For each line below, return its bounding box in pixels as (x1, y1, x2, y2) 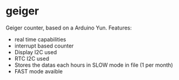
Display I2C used (14, 48, 57, 55)
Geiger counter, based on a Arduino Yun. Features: (5, 24, 132, 31)
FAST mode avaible (14, 67, 63, 75)
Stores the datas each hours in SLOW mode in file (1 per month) (14, 61, 174, 69)
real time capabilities (14, 35, 67, 43)
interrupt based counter (14, 42, 74, 49)
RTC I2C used (14, 55, 50, 62)
